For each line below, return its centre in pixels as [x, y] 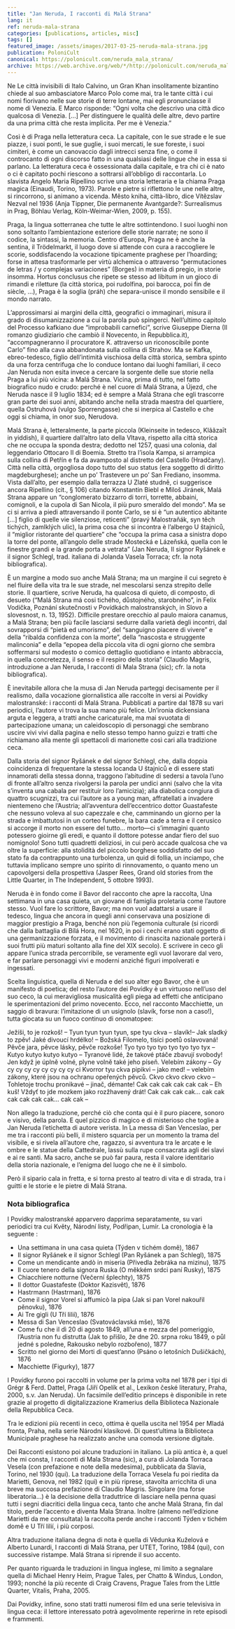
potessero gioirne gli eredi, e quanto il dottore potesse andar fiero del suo [113, 835]
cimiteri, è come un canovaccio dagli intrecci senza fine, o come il [102, 151]
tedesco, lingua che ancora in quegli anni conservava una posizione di [109, 916]
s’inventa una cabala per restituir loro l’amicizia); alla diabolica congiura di [114, 790]
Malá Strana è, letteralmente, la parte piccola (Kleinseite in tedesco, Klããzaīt [117, 430]
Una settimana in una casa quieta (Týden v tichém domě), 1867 [108, 1247]
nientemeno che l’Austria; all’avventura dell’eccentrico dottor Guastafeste [113, 805]
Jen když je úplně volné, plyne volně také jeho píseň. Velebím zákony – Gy [114, 1062]
